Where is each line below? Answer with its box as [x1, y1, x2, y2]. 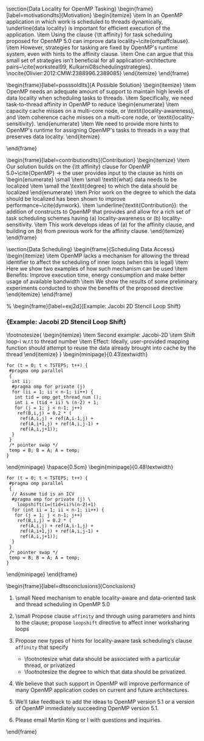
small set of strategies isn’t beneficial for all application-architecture [6, 57, 177, 64]
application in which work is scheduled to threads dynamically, [6, 18, 163, 25]
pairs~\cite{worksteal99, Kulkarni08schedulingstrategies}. [6, 63, 152, 70]
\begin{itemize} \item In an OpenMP [93, 12, 183, 19]
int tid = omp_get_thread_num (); [14, 394, 102, 401]
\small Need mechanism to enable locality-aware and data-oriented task [15, 594, 196, 601]
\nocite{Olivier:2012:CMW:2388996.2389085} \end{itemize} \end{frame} [6, 70, 189, 76]
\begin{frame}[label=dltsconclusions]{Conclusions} [6, 583, 135, 590]
